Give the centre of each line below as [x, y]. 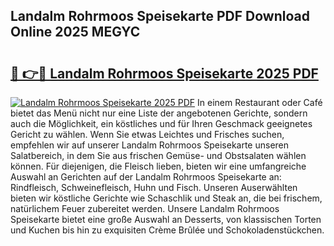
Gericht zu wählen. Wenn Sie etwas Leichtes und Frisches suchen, [147, 134]
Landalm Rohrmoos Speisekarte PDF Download [160, 16]
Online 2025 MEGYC [75, 32]
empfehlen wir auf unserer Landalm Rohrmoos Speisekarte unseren [150, 145]
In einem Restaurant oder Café [260, 102]
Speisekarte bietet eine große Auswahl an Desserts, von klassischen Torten [166, 219]
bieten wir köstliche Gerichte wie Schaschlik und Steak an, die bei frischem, [166, 198]
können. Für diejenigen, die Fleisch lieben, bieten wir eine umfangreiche [158, 166]
